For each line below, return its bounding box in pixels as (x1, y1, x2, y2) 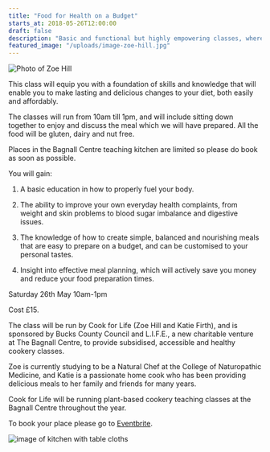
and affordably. (8, 97, 59, 106)
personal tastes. (19, 250, 74, 260)
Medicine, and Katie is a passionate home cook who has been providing (8, 371, 247, 380)
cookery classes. (8, 347, 65, 356)
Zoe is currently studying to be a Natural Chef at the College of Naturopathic (8, 362, 262, 372)
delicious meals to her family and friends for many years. (8, 379, 197, 388)
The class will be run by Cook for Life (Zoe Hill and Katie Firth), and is (8, 321, 239, 331)
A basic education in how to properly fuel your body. (19, 184, 194, 194)
